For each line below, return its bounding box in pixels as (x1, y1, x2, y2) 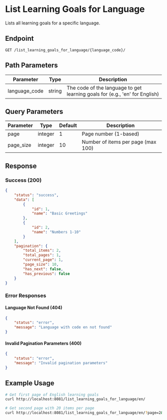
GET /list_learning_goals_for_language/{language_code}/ (5, 47, 126, 53)
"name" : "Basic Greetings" (31, 211, 88, 216)
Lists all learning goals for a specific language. (5, 20, 100, 26)
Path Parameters (5, 61, 58, 70)
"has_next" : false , (23, 266, 64, 272)
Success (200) (5, 177, 42, 184)
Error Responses (5, 292, 46, 299)
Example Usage (5, 379, 55, 388)
